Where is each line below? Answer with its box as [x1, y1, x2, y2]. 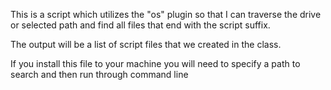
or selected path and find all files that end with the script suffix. [10, 19, 271, 31]
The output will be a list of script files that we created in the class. [10, 39, 282, 50]
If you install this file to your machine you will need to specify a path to [10, 58, 301, 69]
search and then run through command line [10, 69, 189, 80]
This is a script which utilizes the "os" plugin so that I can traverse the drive [10, 9, 322, 20]
